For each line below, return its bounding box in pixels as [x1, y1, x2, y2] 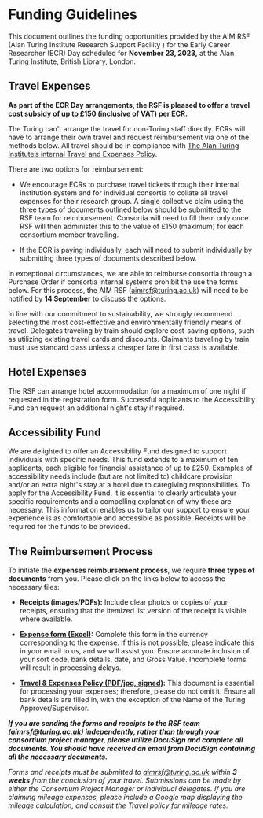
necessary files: [8, 583, 60, 592]
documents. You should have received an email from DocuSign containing [8, 744, 256, 753]
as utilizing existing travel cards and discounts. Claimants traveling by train [8, 334, 250, 343]
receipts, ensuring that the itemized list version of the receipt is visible [19, 606, 247, 616]
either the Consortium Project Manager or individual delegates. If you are [8, 784, 246, 794]
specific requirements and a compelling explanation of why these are [8, 497, 232, 506]
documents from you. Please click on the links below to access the [8, 574, 226, 583]
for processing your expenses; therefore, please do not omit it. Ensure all [19, 687, 256, 696]
